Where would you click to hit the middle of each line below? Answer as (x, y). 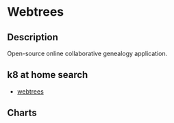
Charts (22, 113)
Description (33, 37)
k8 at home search (48, 75)
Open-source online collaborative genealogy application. (87, 53)
